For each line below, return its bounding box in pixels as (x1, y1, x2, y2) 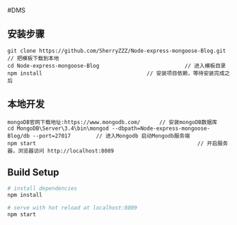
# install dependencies (7, 185, 78, 193)
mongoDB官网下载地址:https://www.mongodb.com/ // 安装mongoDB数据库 (7, 118, 218, 126)
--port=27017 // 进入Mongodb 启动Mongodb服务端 (33, 132, 190, 140)
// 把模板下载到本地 (7, 54, 59, 62)
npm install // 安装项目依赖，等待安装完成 (7, 70, 225, 77)
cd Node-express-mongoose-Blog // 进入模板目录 (7, 62, 226, 69)
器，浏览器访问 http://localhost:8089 (7, 147, 115, 154)
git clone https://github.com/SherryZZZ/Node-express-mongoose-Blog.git (7, 47, 226, 54)
